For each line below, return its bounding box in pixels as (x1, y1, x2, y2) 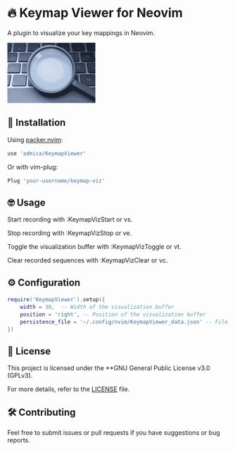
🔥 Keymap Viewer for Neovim (7, 5, 183, 21)
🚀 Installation (7, 117, 66, 129)
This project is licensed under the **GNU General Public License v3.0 (7, 364, 210, 372)
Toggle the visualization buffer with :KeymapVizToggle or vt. (7, 243, 182, 251)
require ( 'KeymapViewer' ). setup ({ (7, 296, 106, 303)
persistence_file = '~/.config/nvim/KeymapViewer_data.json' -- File (20, 318, 229, 325)
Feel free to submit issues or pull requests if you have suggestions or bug (7, 428, 220, 437)
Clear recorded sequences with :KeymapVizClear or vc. (7, 256, 168, 265)
